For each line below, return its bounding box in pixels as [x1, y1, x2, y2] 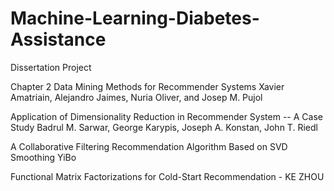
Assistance [10, 28, 107, 51]
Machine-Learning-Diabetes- [10, 7, 260, 30]
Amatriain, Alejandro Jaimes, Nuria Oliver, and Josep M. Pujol [10, 91, 263, 103]
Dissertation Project [10, 61, 92, 73]
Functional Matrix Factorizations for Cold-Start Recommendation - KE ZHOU [10, 170, 325, 182]
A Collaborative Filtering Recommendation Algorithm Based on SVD [10, 140, 288, 152]
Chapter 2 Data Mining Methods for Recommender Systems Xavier [10, 80, 285, 92]
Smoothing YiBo [10, 151, 77, 163]
